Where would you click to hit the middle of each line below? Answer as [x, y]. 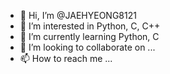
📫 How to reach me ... [66, 58]
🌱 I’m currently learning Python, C [89, 36]
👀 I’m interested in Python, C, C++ [90, 26]
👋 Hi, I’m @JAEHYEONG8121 [78, 15]
